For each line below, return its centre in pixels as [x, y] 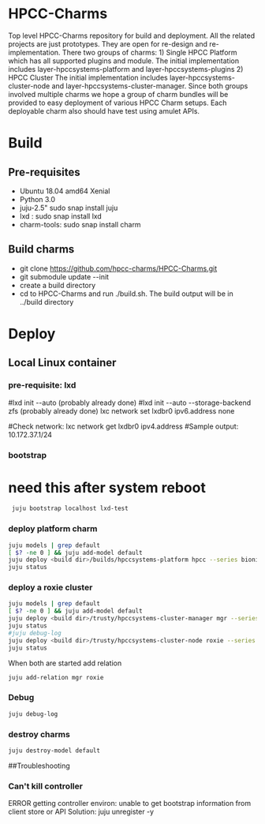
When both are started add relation [65, 663]
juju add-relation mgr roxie [56, 677]
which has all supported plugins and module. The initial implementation [123, 61]
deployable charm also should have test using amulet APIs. [104, 110]
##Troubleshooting [39, 766]
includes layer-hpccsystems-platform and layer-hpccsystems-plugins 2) [126, 69]
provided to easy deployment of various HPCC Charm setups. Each [118, 103]
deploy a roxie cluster [50, 587]
